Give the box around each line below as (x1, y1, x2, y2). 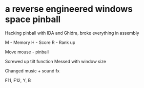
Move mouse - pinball (5, 49, 49, 55)
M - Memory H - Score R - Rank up (5, 39, 76, 45)
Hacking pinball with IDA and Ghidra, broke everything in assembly (5, 30, 140, 36)
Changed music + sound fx (5, 67, 60, 74)
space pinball (5, 14, 61, 25)
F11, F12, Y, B (5, 77, 31, 83)
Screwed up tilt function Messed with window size (5, 58, 106, 64)
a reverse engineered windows (5, 3, 133, 15)
